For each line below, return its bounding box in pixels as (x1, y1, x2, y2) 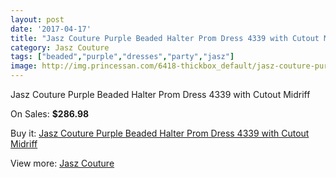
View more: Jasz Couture (10, 157, 115, 169)
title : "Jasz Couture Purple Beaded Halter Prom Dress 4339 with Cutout (10, 33, 320, 43)
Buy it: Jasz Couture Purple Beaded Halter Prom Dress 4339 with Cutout (10, 127, 310, 139)
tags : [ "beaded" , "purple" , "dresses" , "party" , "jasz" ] (10, 52, 235, 62)
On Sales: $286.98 (10, 108, 90, 120)
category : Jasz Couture (10, 42, 110, 53)
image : (10, 61, 38, 71)
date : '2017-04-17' (10, 24, 92, 34)
